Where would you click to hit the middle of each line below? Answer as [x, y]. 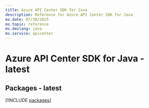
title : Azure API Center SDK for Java [46, 10]
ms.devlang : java [24, 29]
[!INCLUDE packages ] [28, 100]
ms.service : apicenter [29, 33]
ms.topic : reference [27, 24]
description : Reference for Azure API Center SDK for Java [69, 15]
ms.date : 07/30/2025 [27, 19]
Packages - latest [34, 88]
